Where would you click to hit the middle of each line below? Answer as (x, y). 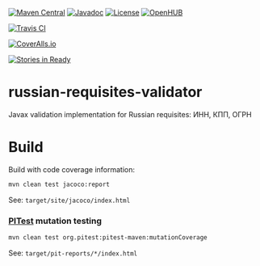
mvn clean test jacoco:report (59, 184)
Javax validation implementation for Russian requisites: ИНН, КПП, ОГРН (130, 114)
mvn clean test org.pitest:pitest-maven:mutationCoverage (108, 238)
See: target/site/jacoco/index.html (69, 200)
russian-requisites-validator (105, 92)
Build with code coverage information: (72, 169)
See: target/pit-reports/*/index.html (73, 253)
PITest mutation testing (55, 221)
